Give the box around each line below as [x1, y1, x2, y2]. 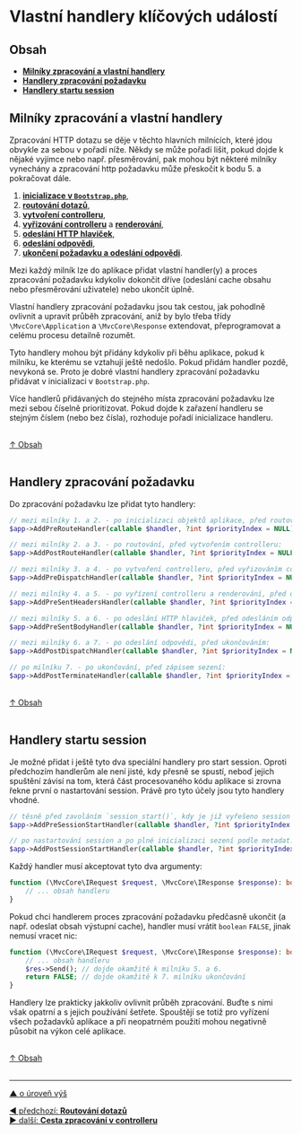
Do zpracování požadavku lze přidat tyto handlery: [9, 498, 196, 509]
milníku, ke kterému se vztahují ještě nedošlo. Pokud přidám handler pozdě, [9, 356, 288, 367]
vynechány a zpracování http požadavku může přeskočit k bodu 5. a [9, 163, 262, 174]
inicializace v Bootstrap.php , [21, 190, 129, 201]
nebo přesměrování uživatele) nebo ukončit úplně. [9, 283, 194, 294]
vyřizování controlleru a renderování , [21, 218, 164, 230]
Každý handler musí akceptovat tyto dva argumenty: [9, 861, 203, 872]
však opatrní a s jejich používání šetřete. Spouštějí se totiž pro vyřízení [9, 1007, 270, 1017]
